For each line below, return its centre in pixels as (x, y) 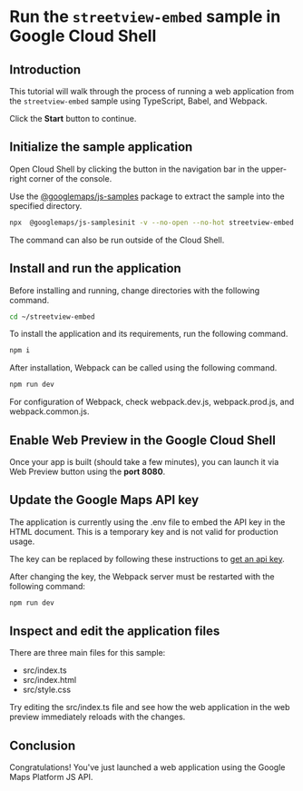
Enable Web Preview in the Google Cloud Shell (143, 440)
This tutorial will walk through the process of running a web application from (152, 91)
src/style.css (46, 690)
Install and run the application (95, 268)
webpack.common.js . (49, 411)
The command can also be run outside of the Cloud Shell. (117, 240)
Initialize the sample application (101, 147)
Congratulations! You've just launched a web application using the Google (147, 767)
